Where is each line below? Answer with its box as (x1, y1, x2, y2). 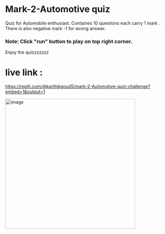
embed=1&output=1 (5, 89, 45, 95)
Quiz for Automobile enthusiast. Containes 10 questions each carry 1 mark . (5, 20, 160, 26)
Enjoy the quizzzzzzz (5, 49, 49, 56)
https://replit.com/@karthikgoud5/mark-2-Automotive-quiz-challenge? (5, 84, 151, 90)
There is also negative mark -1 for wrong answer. (5, 25, 106, 31)
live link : (5, 67, 43, 78)
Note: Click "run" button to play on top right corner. (5, 38, 132, 45)
